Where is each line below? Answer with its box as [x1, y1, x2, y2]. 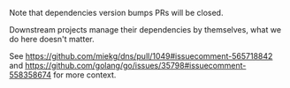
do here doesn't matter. [9, 34, 95, 44]
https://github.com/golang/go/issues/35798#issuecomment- [25, 61, 247, 70]
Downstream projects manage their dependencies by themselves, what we [9, 25, 281, 34]
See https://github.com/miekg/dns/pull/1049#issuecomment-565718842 [9, 51, 273, 61]
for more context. [52, 70, 117, 80]
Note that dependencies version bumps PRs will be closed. [9, 8, 224, 18]
